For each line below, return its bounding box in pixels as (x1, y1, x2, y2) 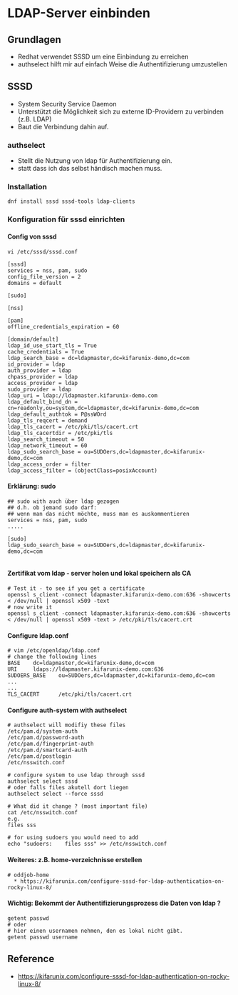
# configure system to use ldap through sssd (7, 771, 145, 779)
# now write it (7, 604, 53, 611)
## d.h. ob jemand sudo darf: (7, 504, 98, 511)
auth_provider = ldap (7, 366, 72, 374)
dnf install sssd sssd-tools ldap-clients (7, 198, 135, 205)
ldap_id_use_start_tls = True (7, 341, 98, 349)
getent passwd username (7, 934, 78, 941)
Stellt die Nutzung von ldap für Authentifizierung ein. (17, 156, 172, 165)
